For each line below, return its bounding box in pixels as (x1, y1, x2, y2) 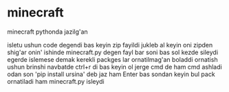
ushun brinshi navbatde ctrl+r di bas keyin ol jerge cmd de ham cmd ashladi (7, 62, 222, 71)
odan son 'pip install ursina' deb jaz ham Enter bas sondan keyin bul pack (7, 70, 215, 78)
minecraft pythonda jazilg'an (7, 27, 88, 36)
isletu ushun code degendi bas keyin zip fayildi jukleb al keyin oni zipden (7, 41, 213, 49)
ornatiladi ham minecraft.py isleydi (7, 77, 105, 85)
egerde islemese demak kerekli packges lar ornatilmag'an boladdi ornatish (7, 55, 218, 63)
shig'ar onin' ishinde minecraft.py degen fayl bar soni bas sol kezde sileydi (7, 48, 219, 56)
